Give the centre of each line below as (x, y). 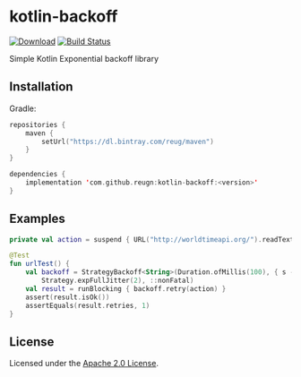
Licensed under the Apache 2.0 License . (84, 364)
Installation (41, 87)
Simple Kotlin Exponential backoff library (84, 58)
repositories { (38, 124)
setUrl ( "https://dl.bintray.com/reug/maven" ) (128, 141)
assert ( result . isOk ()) (68, 297)
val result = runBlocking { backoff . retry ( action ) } (126, 288)
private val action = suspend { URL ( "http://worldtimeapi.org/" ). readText (152, 239)
